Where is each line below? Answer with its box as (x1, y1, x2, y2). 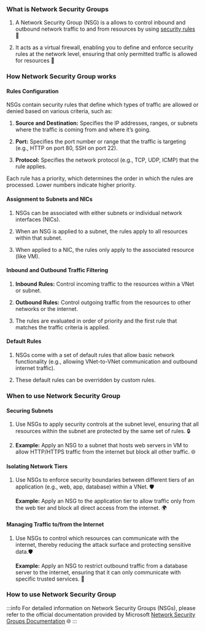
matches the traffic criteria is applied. (15, 323, 110, 331)
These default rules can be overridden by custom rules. (15, 377, 157, 384)
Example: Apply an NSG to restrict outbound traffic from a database (15, 562, 188, 570)
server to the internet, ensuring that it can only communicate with (15, 568, 181, 576)
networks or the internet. (15, 305, 79, 312)
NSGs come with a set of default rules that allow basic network (15, 351, 175, 359)
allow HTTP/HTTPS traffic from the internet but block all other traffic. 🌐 (15, 448, 196, 456)
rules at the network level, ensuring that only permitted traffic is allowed (15, 50, 198, 58)
